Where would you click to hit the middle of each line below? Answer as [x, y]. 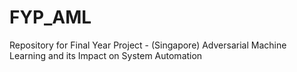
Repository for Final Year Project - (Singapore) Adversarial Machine [148, 45]
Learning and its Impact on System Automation [106, 55]
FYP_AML [50, 17]
